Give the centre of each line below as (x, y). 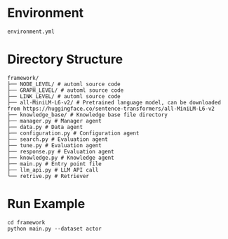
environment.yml (31, 32)
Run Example (46, 204)
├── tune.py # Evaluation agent (54, 145)
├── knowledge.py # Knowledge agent (61, 158)
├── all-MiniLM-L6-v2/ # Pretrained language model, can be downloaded (114, 102)
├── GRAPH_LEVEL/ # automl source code (66, 90)
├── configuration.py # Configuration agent (73, 133)
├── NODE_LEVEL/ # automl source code (64, 84)
